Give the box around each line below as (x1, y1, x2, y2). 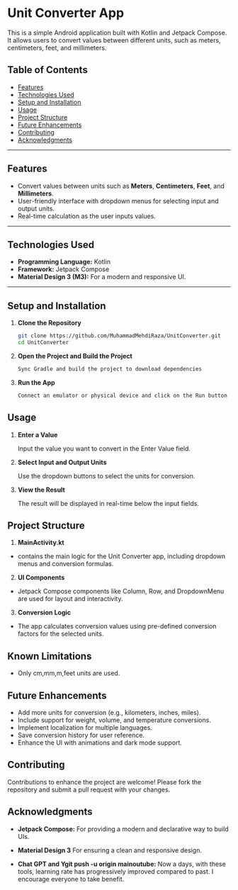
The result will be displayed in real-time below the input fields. (17, 499, 200, 507)
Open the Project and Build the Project (17, 351, 132, 360)
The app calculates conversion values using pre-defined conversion (17, 622, 217, 631)
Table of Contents (7, 64, 89, 76)
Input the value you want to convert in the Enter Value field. (17, 444, 191, 453)
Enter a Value (17, 430, 58, 439)
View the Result (17, 485, 65, 494)
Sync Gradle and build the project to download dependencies (17, 365, 203, 373)
